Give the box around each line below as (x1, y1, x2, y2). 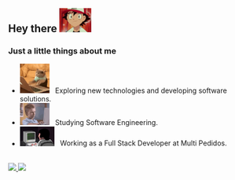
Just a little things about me (8, 46, 116, 57)
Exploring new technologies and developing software (54, 86, 228, 95)
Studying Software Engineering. (54, 118, 159, 127)
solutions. (19, 94, 52, 104)
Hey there (8, 22, 57, 35)
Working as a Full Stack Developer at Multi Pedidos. (60, 138, 227, 148)
